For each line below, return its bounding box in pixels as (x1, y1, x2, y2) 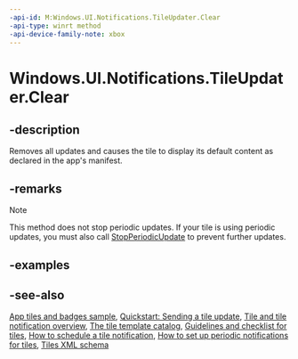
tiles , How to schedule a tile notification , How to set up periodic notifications (9, 330, 289, 341)
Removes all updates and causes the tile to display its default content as (9, 146, 274, 157)
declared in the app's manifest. (9, 155, 123, 166)
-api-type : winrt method (9, 21, 101, 30)
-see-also (9, 287, 65, 303)
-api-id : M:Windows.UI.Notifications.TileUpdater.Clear (9, 12, 221, 22)
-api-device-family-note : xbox (9, 29, 125, 38)
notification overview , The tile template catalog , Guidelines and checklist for (9, 321, 287, 331)
